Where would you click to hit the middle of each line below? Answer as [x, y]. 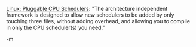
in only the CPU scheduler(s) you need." [56, 27]
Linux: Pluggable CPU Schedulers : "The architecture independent [87, 9]
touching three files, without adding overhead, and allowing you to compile [98, 21]
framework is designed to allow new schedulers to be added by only [90, 15]
